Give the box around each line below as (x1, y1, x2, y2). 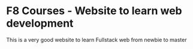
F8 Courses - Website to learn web (6, 4, 182, 18)
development (6, 17, 74, 30)
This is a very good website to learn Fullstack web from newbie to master (6, 36, 187, 43)
